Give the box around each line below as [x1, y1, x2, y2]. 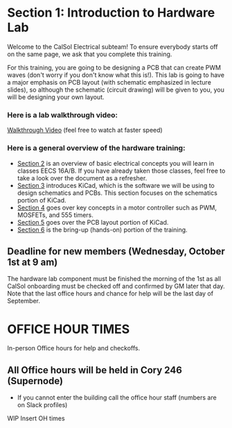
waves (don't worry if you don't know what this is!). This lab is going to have [7, 71, 225, 79]
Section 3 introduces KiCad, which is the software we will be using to [17, 181, 215, 189]
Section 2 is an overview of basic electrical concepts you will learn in [17, 159, 215, 167]
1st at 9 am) [7, 256, 58, 268]
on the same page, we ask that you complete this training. [7, 50, 172, 58]
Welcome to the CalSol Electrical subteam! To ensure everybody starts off [7, 42, 218, 51]
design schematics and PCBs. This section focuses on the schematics [17, 189, 218, 197]
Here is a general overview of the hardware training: [7, 144, 186, 153]
